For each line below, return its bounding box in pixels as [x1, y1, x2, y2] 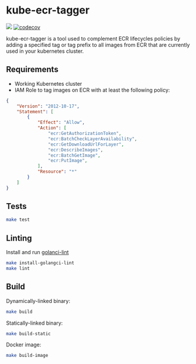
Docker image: [6, 341, 42, 348]
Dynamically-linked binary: [6, 297, 70, 304]
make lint [6, 265, 30, 271]
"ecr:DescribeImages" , [47, 147, 104, 153]
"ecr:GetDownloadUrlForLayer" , [47, 141, 125, 147]
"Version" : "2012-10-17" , [16, 103, 80, 109]
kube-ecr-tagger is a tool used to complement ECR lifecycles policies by [6, 35, 180, 42]
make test [6, 217, 30, 223]
